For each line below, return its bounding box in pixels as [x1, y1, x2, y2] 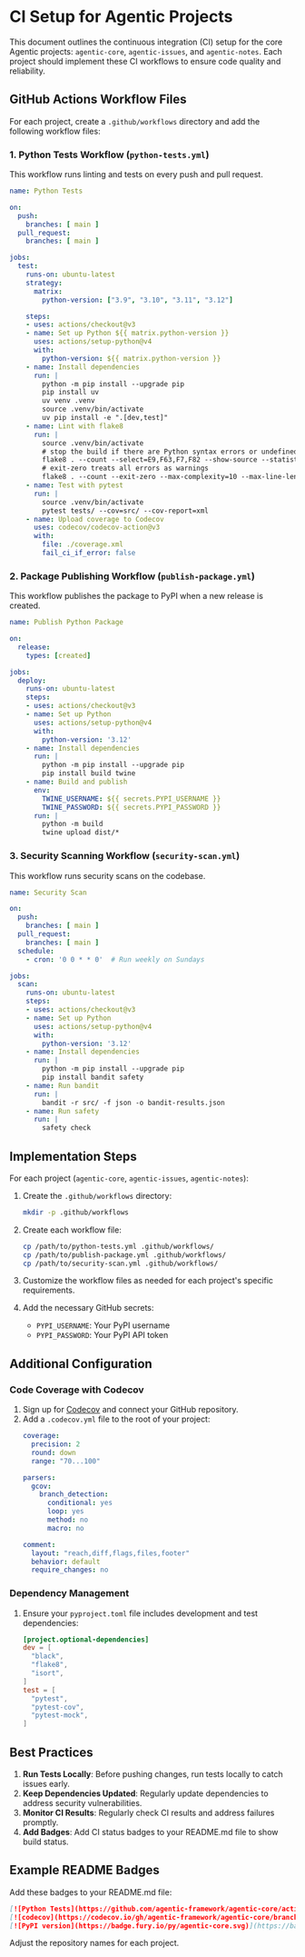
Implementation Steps [9, 1148, 138, 1164]
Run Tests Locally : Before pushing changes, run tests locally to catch [22, 1769, 283, 1779]
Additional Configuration [9, 1356, 152, 1372]
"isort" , [31, 1669, 64, 1678]
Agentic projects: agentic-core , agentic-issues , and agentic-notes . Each [9, 45, 283, 56]
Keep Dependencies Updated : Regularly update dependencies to [22, 1788, 270, 1799]
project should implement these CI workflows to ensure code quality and [9, 55, 281, 66]
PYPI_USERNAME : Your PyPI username [35, 1320, 171, 1331]
